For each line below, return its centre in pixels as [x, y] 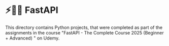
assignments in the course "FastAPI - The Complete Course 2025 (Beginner [84, 32]
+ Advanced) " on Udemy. [32, 38]
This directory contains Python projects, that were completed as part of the [84, 27]
